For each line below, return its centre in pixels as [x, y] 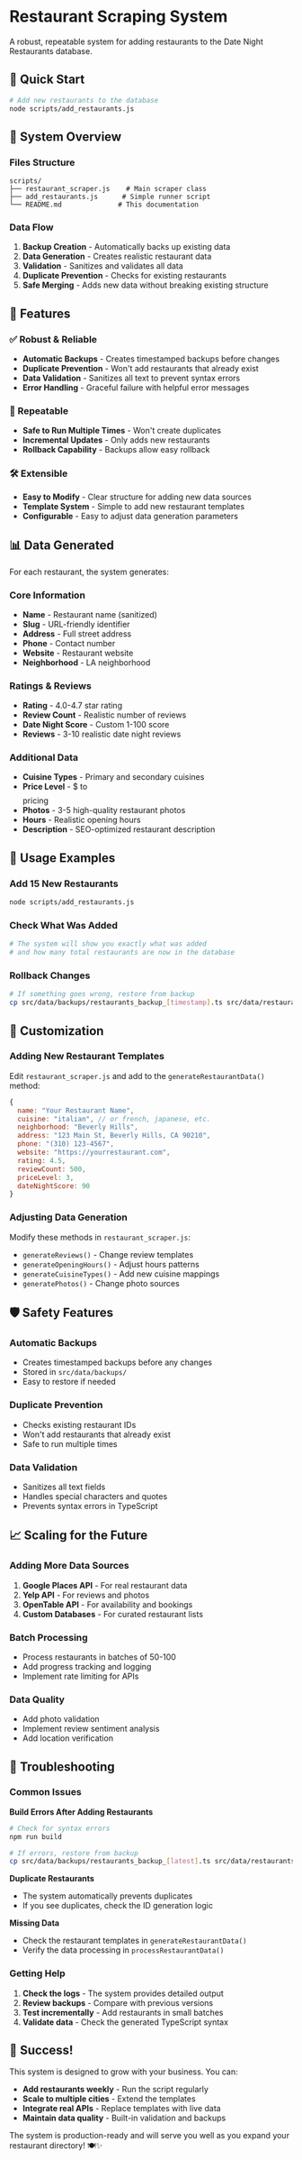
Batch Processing [49, 1637]
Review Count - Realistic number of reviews [104, 715]
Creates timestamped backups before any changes [117, 1362]
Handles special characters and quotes [95, 1496]
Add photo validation [61, 1719]
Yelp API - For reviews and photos [86, 1595]
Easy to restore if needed [69, 1382]
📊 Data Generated [62, 546]
